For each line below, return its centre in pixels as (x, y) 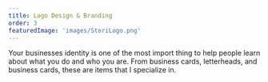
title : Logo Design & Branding (60, 16)
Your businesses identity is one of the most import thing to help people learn (134, 53)
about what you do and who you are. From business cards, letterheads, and (133, 61)
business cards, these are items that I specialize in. (92, 70)
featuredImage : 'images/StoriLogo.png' (75, 30)
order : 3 (23, 23)
